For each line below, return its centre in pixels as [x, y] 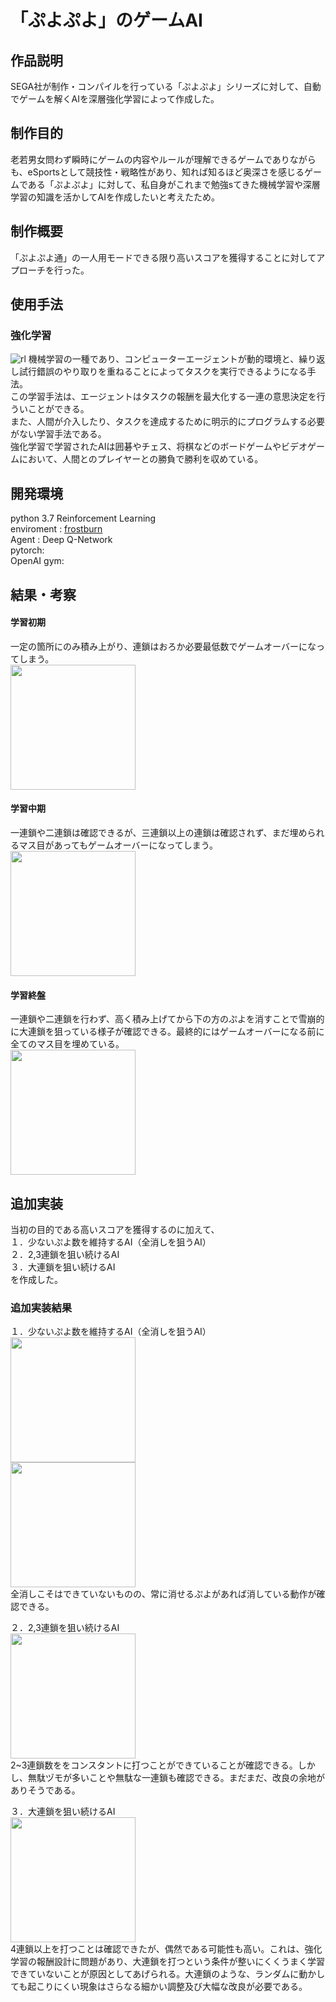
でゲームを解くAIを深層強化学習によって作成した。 [115, 99]
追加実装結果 [41, 1308]
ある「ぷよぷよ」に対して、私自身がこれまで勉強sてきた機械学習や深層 [174, 184]
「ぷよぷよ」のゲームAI [106, 20]
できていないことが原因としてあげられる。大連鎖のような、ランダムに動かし [168, 1974]
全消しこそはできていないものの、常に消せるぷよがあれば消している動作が [163, 1594]
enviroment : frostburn [56, 529]
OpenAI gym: [37, 561]
